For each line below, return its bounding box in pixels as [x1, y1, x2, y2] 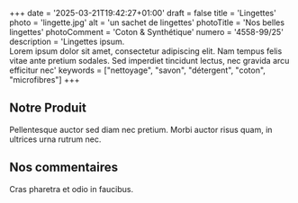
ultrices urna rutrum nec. [9, 134, 102, 145]
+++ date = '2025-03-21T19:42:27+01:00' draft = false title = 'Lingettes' [9, 8, 276, 18]
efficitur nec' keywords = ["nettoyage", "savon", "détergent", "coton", [9, 65, 266, 75]
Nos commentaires [9, 160, 119, 175]
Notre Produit [9, 101, 87, 116]
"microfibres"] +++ [9, 75, 80, 84]
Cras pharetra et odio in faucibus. [9, 183, 133, 194]
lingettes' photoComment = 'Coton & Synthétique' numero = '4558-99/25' [9, 27, 284, 37]
